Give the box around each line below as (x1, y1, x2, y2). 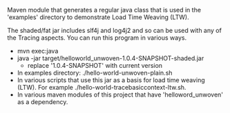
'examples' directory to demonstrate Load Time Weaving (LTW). (7, 13, 189, 21)
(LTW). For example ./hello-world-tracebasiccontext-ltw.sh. (17, 84, 186, 91)
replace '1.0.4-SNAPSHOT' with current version (27, 62, 163, 69)
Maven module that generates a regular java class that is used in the (7, 6, 202, 14)
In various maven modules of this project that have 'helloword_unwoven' (17, 90, 223, 99)
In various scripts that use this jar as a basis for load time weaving (17, 76, 205, 84)
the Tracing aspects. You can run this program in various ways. (7, 34, 187, 42)
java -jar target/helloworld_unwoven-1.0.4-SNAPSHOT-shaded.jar (17, 54, 204, 62)
